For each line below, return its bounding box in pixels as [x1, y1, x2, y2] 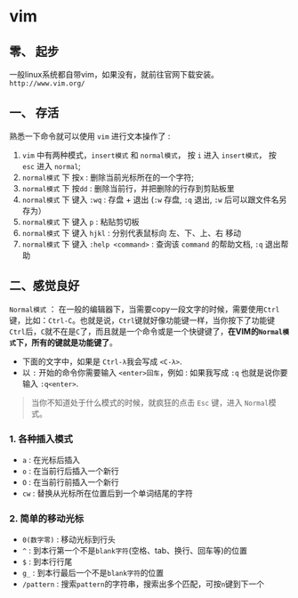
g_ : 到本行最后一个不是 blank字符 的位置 [21, 568, 165, 578]
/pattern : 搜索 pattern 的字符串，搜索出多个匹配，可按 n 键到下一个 [21, 578, 265, 589]
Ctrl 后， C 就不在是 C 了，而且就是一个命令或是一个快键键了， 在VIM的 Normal [9, 326, 283, 336]
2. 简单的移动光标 [9, 512, 85, 524]
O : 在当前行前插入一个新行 [21, 476, 119, 487]
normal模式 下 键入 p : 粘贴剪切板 [21, 216, 140, 227]
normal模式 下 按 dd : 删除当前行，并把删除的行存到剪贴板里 [21, 182, 235, 193]
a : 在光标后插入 [21, 454, 80, 465]
